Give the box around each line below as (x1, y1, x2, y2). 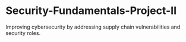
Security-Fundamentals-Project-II (5, 4, 177, 17)
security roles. (5, 29, 41, 36)
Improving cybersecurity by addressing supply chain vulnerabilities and (5, 23, 181, 30)
